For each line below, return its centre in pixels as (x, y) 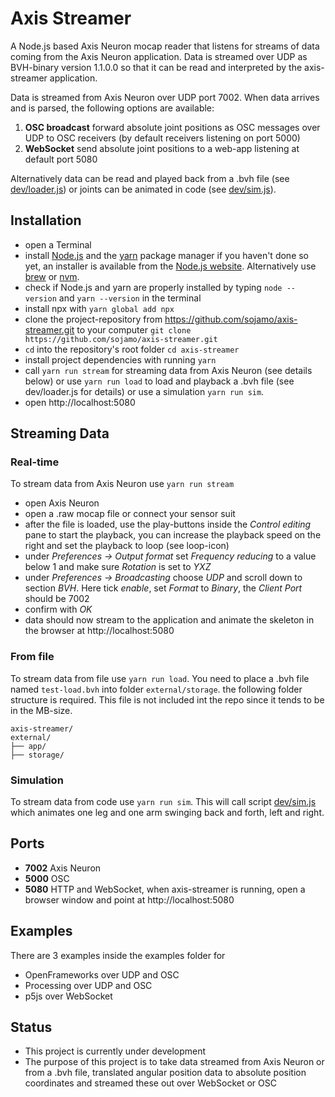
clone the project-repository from (93, 319)
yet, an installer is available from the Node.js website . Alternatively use (170, 266)
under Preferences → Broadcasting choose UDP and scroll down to (163, 578)
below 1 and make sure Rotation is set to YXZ (118, 567)
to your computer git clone (134, 329)
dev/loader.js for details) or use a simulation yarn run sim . (144, 391)
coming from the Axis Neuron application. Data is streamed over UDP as (159, 56)
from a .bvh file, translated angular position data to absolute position (165, 1073)
